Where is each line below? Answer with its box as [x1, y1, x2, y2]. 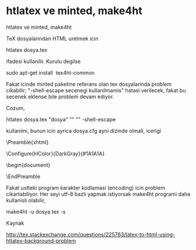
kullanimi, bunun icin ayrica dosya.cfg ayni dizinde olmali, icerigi [6, 127, 161, 134]
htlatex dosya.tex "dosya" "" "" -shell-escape [6, 116, 116, 123]
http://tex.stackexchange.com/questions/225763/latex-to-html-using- [6, 231, 175, 238]
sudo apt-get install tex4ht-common [6, 69, 95, 76]
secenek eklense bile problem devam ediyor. [6, 93, 114, 100]
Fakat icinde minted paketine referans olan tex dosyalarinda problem [6, 81, 172, 88]
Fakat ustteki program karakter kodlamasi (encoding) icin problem [6, 184, 165, 191]
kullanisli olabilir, [6, 196, 46, 204]
